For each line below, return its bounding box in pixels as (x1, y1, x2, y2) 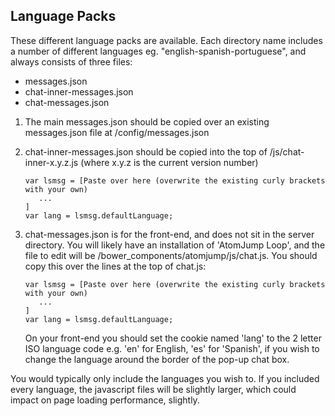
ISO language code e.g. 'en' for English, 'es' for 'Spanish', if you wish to (24, 342, 320, 354)
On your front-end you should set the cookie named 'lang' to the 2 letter (24, 332, 322, 344)
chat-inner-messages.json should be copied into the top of (24, 145, 268, 158)
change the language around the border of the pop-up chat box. (24, 353, 290, 365)
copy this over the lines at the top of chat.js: (24, 260, 207, 272)
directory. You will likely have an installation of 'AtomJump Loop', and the (24, 239, 326, 251)
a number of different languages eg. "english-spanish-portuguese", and (10, 45, 307, 57)
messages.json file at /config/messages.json (24, 126, 210, 138)
